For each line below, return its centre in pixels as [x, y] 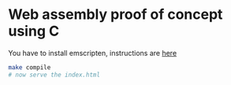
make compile [30, 67]
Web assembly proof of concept [115, 15]
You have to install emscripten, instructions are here [93, 53]
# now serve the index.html [54, 75]
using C [34, 31]
